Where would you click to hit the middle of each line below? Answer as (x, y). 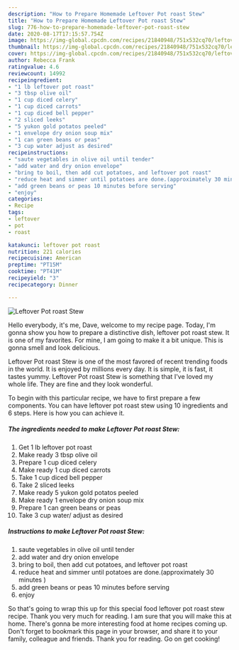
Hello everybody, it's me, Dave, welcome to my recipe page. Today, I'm (112, 325)
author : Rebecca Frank (41, 60)
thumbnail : (24, 47)
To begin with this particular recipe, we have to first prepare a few (104, 398)
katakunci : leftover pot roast (54, 245)
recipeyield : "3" (34, 278)
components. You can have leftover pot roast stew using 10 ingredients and (118, 405)
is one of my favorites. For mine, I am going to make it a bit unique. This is (116, 340)
